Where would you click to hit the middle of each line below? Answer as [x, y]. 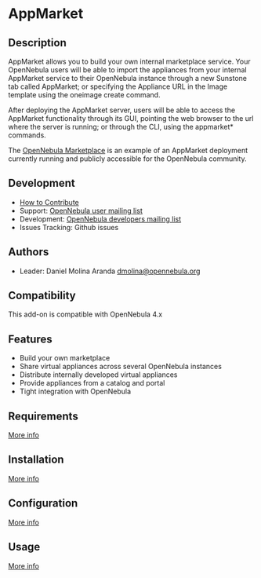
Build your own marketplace [65, 358]
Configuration [43, 503]
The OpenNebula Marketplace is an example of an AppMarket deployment [128, 150]
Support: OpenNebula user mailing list [81, 210]
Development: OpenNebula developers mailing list [100, 219]
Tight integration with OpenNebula [75, 391]
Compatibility [42, 296]
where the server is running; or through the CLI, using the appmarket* [121, 127]
